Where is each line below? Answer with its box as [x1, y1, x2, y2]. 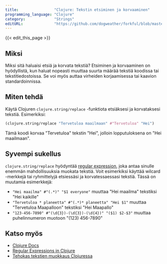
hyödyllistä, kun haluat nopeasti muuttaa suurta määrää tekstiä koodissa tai [5, 68, 159, 74]
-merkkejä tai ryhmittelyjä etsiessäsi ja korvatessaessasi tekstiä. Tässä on [5, 173, 156, 179]
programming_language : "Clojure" [5, 12, 75, 17]
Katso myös [5, 229, 43, 238]
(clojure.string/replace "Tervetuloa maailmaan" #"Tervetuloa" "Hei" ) [5, 121, 155, 126]
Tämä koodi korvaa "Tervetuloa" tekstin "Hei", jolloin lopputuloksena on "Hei [5, 130, 162, 136]
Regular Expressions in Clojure [12, 248, 76, 254]
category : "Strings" [5, 16, 75, 21]
